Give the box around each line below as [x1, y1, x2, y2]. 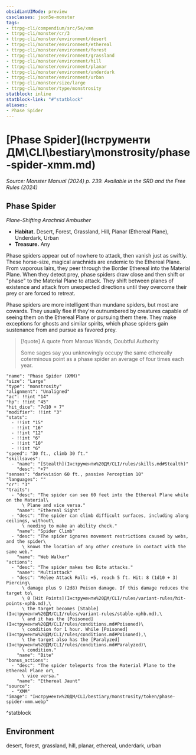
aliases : [6, 102, 28, 108]
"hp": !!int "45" [6, 399, 49, 405]
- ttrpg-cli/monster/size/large [6, 80, 86, 86]
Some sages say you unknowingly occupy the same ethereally [20, 349, 172, 356]
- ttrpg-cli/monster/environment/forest [6, 47, 107, 53]
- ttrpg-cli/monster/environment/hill [6, 58, 102, 64]
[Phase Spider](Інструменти [6, 133, 151, 147]
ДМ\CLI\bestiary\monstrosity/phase [6, 145, 191, 159]
